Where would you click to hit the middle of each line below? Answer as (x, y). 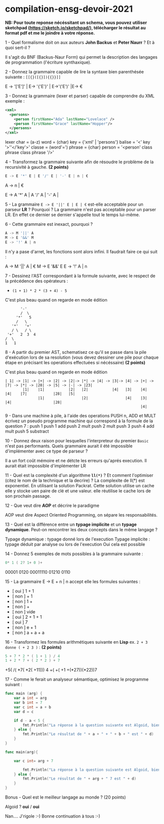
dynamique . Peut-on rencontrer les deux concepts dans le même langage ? (81, 529)
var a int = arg (31, 698)
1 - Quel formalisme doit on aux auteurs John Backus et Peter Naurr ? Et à (80, 42)
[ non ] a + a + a (28, 632)
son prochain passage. (28, 496)
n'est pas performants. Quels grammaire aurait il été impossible (69, 446)
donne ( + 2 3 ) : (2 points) (33, 647)
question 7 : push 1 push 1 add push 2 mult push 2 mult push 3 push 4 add (80, 426)
